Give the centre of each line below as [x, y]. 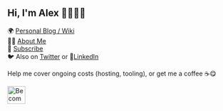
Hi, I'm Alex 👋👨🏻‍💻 [47, 13]
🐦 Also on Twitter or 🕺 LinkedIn [53, 56]
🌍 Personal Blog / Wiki [41, 31]
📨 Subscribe [25, 48]
